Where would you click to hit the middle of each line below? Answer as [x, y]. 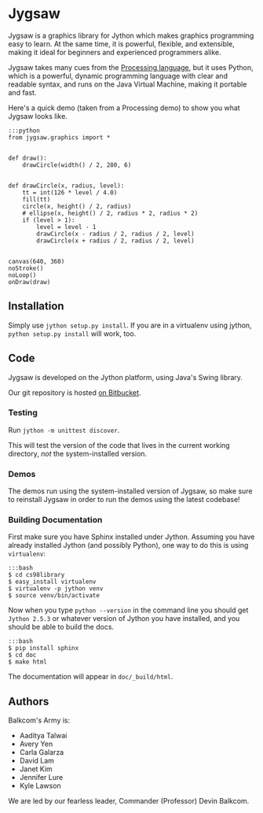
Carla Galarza [42, 752]
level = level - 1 [66, 227]
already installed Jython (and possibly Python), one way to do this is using [128, 545]
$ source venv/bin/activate [54, 596]
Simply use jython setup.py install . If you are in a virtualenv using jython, [130, 325]
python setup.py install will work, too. [72, 333]
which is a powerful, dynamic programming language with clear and [118, 76]
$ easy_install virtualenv [52, 582]
